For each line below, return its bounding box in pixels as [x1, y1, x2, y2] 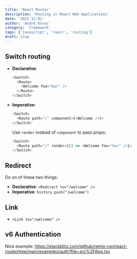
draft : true [5, 35, 29, 40]
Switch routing [5, 52, 51, 61]
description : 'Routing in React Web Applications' [5, 12, 110, 17]
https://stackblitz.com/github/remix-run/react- [34, 243, 128, 249]
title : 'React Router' [5, 7, 51, 12]
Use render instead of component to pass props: [12, 129, 106, 135]
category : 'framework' [5, 25, 51, 30]
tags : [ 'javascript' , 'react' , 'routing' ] [5, 30, 92, 35]
